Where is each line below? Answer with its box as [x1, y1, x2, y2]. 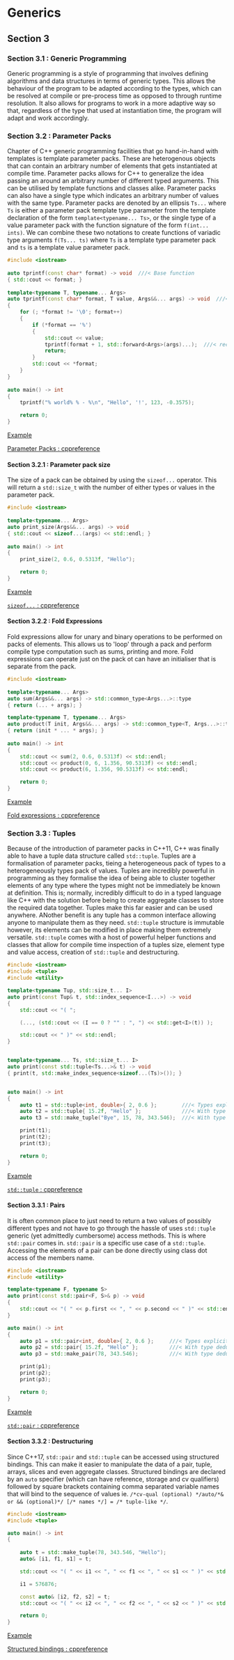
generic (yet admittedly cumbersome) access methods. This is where [7, 1231, 207, 1240]
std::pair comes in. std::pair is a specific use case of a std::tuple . [7, 1238, 206, 1247]
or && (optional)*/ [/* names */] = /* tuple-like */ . [7, 1497, 169, 1505]
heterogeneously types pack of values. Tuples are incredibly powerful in [7, 866, 214, 875]
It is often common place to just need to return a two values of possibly [7, 1216, 212, 1224]
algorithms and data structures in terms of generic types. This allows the [7, 77, 216, 85]
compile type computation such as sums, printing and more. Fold [7, 647, 194, 656]
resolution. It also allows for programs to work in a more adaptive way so [7, 99, 216, 107]
